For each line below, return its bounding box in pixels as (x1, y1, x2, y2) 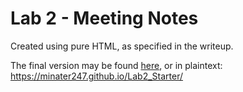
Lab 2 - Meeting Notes (10, 7, 199, 30)
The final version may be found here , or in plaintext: (10, 59, 223, 71)
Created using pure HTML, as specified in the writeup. (10, 40, 234, 52)
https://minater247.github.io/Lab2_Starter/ (10, 70, 184, 82)
